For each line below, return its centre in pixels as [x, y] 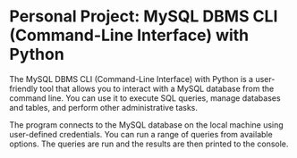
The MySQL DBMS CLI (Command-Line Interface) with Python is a [131, 79]
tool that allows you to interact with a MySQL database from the [157, 88]
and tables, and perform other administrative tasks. [104, 107]
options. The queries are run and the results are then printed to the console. [149, 144]
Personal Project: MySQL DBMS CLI [144, 17]
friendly [24, 88]
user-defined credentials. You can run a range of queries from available [141, 134]
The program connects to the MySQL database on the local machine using [146, 125]
